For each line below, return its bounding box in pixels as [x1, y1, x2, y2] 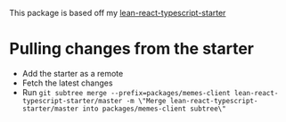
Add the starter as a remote [21, 68, 124, 78]
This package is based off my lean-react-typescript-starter [9, 8, 226, 18]
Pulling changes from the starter [9, 39, 254, 59]
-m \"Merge [126, 96, 167, 105]
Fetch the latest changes [21, 77, 113, 88]
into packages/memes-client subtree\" [82, 104, 226, 113]
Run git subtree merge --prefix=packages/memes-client [21, 86, 231, 97]
